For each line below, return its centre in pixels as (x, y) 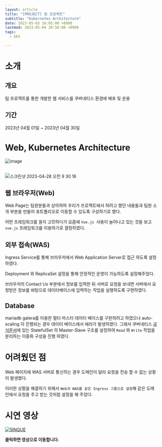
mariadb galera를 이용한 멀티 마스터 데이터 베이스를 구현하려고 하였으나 (73, 318)
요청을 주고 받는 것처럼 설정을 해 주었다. (55, 394)
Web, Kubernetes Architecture (68, 147)
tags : (10, 32)
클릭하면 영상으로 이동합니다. (32, 439)
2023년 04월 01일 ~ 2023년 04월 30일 (43, 128)
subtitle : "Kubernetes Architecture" (43, 18)
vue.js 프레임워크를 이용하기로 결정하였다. (45, 228)
